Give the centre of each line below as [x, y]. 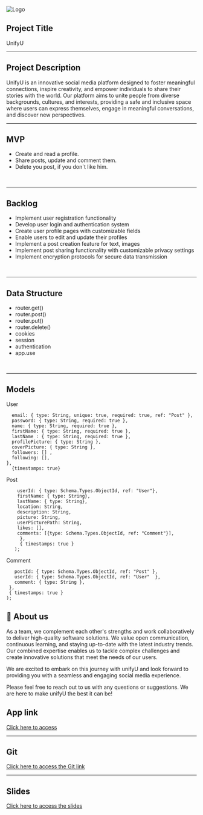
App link [22, 713]
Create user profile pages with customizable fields [78, 231]
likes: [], [31, 528]
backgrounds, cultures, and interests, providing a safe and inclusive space [99, 102]
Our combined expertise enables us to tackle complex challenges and [93, 651]
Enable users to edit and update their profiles [71, 237]
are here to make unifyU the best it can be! [60, 693]
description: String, [44, 512]
